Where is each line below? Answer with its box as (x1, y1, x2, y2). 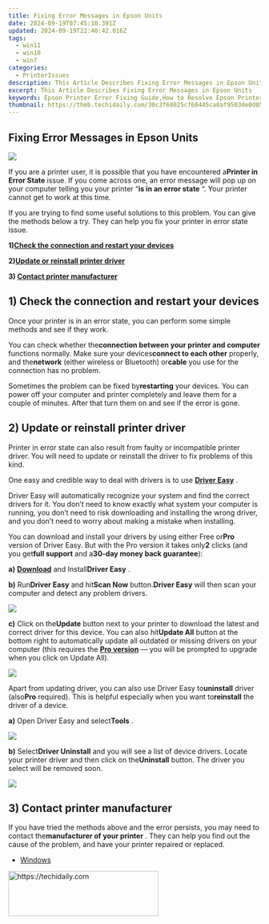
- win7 (15, 57, 38, 65)
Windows (19, 855, 51, 865)
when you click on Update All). (8, 653, 110, 662)
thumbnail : (8, 101, 45, 109)
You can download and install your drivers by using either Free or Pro (8, 532, 235, 541)
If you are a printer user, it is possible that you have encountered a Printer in (8, 167, 259, 176)
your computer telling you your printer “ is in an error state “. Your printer (8, 183, 247, 193)
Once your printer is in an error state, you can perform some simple (8, 315, 231, 325)
